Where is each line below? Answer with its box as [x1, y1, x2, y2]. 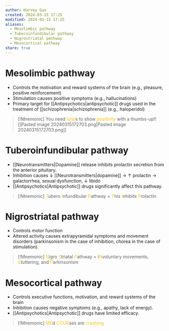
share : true [5, 45, 30, 50]
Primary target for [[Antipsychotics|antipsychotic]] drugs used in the [12, 100, 156, 107]
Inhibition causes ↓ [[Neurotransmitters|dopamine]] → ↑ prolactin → [12, 172, 157, 179]
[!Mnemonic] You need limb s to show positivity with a [17, 116, 130, 122]
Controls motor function [12, 227, 63, 234]
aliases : [5, 21, 24, 27]
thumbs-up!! [130, 116, 157, 122]
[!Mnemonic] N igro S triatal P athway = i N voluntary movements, [17, 253, 149, 260]
